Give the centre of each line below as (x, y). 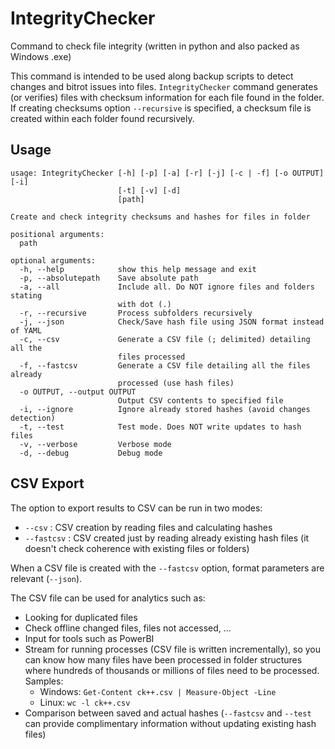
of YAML (26, 330)
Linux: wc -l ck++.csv (85, 702)
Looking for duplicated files (81, 617)
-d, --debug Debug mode (91, 453)
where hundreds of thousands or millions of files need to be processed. (172, 670)
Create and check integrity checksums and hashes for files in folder (160, 217)
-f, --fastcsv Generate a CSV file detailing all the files (165, 365)
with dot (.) (144, 304)
